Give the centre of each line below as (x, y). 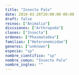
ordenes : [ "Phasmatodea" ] (32, 37)
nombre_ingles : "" (24, 65)
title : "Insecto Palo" (29, 10)
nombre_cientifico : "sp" (31, 56)
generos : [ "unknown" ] (28, 46)
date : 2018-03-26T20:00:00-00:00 (40, 14)
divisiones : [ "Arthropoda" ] (34, 28)
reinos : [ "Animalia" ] (28, 23)
